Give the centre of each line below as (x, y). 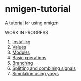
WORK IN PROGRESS (27, 32)
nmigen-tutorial (38, 9)
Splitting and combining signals (44, 68)
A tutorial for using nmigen (32, 23)
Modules (21, 52)
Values (19, 47)
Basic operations (29, 57)
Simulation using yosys (36, 73)
